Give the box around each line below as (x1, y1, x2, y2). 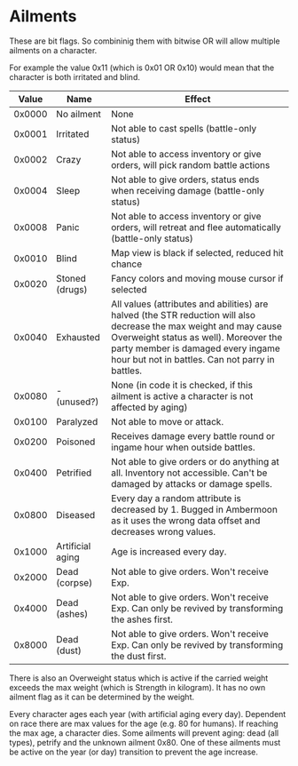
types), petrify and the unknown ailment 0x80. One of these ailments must (9, 737, 281, 747)
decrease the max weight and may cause (110, 320, 282, 332)
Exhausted (56, 331, 100, 343)
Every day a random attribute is (110, 491, 242, 504)
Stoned (56, 272, 87, 284)
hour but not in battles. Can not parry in (110, 353, 275, 365)
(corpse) (56, 576, 93, 588)
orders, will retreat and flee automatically (110, 220, 282, 233)
